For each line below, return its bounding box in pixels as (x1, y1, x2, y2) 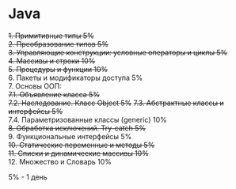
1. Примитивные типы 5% (8, 31, 95, 40)
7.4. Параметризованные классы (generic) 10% (8, 115, 168, 124)
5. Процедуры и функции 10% (8, 64, 108, 74)
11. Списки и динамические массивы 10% (8, 148, 149, 158)
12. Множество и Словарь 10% (8, 157, 112, 166)
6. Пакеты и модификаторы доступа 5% (8, 73, 143, 82)
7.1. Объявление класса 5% (8, 89, 101, 99)
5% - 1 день (8, 172, 48, 182)
